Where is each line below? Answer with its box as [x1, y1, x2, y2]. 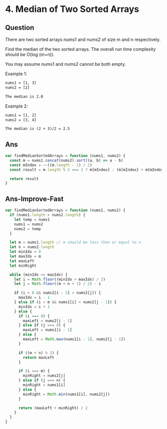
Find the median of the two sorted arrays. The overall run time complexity [5, 46, 156, 52]
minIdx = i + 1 [18, 304, 50, 309]
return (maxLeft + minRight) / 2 [18, 405, 88, 411]
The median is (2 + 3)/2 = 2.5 [5, 126, 70, 132]
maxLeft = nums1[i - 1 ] [23, 327, 72, 332]
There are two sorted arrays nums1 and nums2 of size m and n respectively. [5, 36, 161, 42]
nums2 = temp [14, 226, 41, 231]
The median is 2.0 [5, 94, 43, 99]
